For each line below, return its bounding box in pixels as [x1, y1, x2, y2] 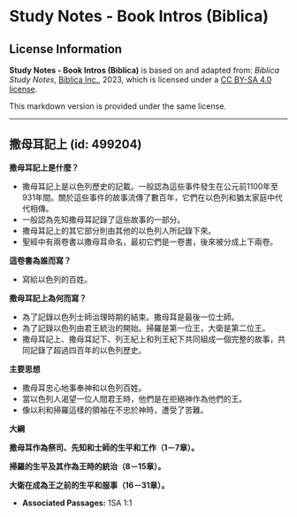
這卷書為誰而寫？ [9, 255, 72, 266]
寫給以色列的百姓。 [21, 274, 93, 284]
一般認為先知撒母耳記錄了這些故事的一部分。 [21, 214, 186, 225]
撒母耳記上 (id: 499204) [9, 137, 142, 152]
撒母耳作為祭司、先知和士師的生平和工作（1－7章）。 [9, 442, 200, 452]
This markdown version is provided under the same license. [9, 101, 227, 112]
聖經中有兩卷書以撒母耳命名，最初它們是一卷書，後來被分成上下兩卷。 [21, 236, 278, 247]
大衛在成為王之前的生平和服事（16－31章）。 [9, 480, 170, 490]
